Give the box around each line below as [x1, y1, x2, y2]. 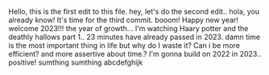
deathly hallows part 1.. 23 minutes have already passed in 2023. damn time [8, 32, 260, 41]
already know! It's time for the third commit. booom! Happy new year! [8, 15, 239, 25]
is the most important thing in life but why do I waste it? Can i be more [8, 41, 240, 50]
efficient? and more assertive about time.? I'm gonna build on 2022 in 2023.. [8, 49, 262, 58]
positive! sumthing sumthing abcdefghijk [8, 57, 143, 67]
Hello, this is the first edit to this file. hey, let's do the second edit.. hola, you [8, 7, 260, 16]
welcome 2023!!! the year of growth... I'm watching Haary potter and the [8, 24, 249, 33]
